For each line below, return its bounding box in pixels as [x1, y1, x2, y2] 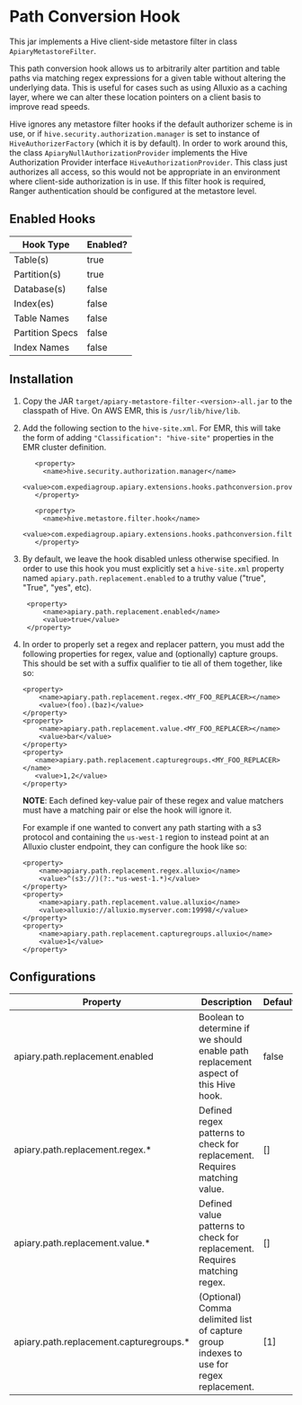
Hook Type [22, 238, 70, 251]
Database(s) [13, 282, 67, 295]
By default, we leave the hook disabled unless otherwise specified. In [22, 553, 280, 564]
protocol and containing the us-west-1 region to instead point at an [22, 831, 270, 842]
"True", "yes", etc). [22, 582, 93, 592]
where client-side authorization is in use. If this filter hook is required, [9, 175, 267, 186]
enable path [199, 1045, 249, 1057]
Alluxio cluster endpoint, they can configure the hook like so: [22, 840, 247, 851]
